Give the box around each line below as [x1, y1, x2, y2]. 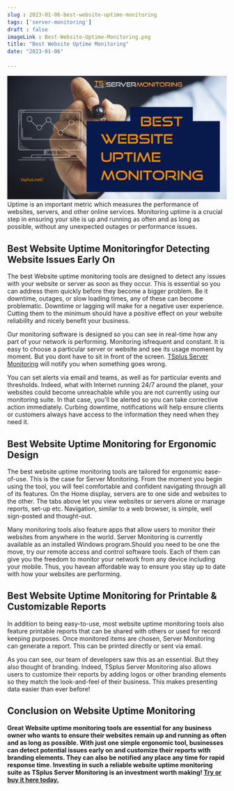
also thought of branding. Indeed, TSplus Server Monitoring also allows [7, 663, 212, 671]
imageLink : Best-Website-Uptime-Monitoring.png [7, 33, 151, 40]
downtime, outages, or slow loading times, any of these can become [7, 294, 203, 303]
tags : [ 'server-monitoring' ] [7, 18, 92, 26]
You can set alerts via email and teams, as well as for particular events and [7, 373, 221, 382]
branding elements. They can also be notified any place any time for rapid [7, 753, 225, 762]
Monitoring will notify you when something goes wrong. [7, 360, 167, 368]
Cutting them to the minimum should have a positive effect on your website [7, 309, 223, 317]
